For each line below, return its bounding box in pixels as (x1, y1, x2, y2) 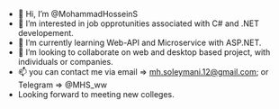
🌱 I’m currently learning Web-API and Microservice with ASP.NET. (17, 37, 262, 48)
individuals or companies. (17, 57, 114, 67)
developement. (17, 28, 74, 38)
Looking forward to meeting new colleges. (17, 89, 175, 99)
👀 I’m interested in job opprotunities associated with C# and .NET (17, 18, 259, 29)
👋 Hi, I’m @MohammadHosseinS (17, 9, 139, 19)
